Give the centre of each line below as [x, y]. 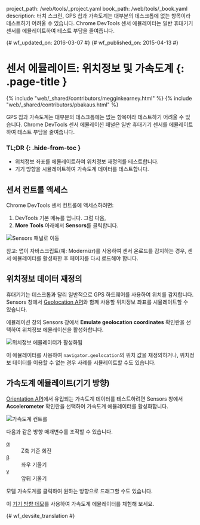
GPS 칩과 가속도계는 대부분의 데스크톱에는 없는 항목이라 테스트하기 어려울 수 [95, 117]
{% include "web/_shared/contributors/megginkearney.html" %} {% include [99, 98]
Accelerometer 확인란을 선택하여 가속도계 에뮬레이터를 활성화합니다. [87, 406]
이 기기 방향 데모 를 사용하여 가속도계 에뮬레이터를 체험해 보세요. [80, 503]
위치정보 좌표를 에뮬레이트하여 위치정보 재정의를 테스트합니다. [87, 161]
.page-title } [37, 82]
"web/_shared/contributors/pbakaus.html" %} [62, 105]
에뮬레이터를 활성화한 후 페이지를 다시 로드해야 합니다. [75, 258]
